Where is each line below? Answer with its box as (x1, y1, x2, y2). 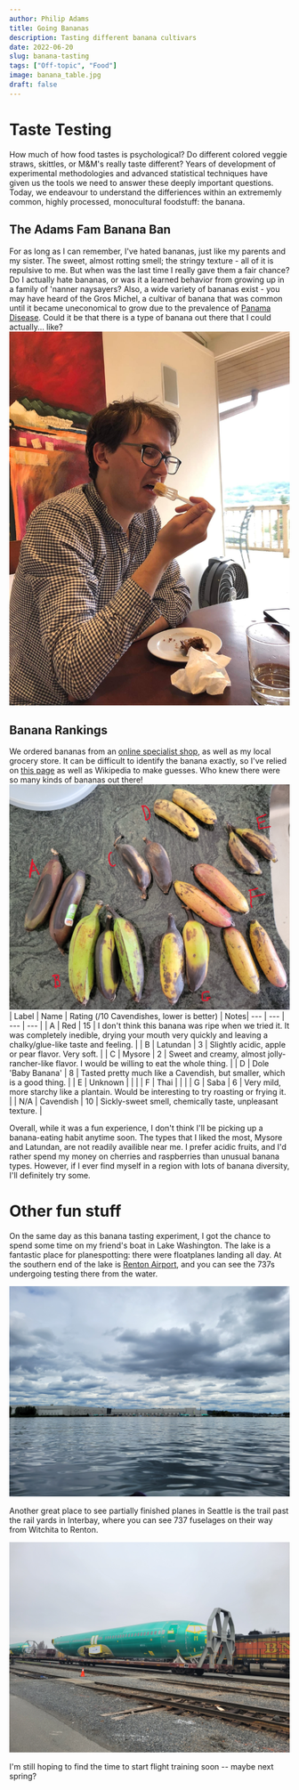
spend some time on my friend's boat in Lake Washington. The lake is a (9, 1240, 271, 1251)
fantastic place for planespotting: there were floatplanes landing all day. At (9, 1249, 282, 1259)
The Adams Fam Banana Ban (9, 223, 172, 238)
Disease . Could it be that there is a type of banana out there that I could (9, 312, 271, 322)
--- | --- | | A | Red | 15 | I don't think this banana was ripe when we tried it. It (9, 1020, 290, 1031)
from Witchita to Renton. (9, 1524, 99, 1535)
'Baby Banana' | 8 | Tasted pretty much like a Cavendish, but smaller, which (9, 1067, 286, 1078)
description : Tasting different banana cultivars (9, 33, 198, 42)
